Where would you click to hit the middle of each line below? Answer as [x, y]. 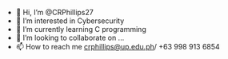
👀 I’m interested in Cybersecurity [70, 21]
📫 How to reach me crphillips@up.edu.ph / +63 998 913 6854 [118, 47]
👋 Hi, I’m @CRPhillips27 [54, 12]
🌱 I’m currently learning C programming [81, 29]
